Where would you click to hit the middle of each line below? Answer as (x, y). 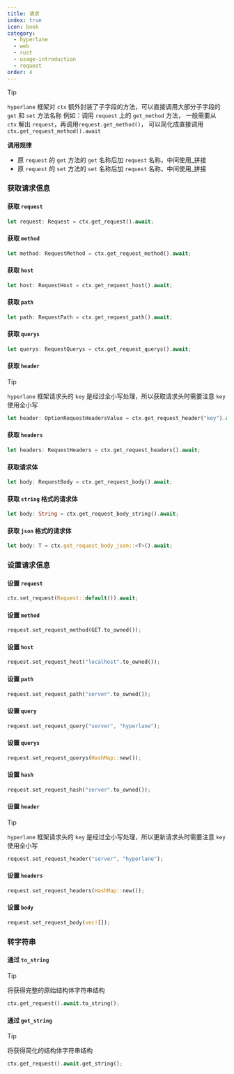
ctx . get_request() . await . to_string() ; (63, 1003)
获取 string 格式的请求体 (42, 499)
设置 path (20, 678)
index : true (24, 20)
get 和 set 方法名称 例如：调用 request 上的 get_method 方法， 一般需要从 (112, 115)
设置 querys (24, 743)
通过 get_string (30, 1020)
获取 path (20, 302)
